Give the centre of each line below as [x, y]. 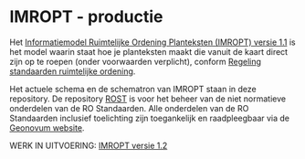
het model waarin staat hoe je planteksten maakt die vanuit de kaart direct [149, 51]
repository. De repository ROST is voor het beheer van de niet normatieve [147, 99]
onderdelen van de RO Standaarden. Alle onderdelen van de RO [129, 108]
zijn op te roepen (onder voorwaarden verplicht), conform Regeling [136, 61]
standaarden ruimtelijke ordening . [73, 71]
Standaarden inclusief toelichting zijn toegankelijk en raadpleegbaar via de [150, 118]
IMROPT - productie [86, 17]
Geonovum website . [47, 127]
